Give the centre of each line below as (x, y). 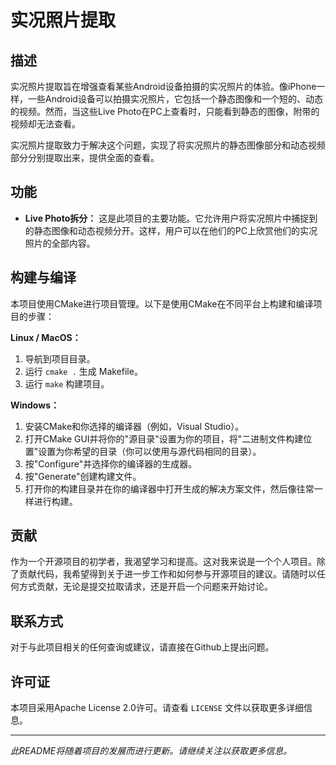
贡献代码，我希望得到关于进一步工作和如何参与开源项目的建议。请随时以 (167, 574)
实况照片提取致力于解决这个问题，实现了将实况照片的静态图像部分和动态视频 (168, 145)
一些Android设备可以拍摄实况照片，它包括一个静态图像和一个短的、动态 (175, 99)
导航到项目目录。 (60, 358)
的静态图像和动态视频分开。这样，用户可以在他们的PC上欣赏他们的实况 (171, 230)
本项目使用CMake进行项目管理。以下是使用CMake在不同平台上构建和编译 (162, 303)
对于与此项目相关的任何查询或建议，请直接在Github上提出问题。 (142, 647)
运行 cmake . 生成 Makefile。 (83, 371)
